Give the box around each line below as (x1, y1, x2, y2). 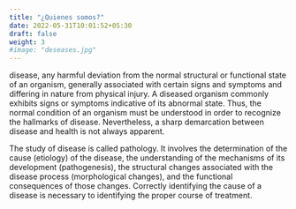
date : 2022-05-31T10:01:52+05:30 (9, 21, 133, 30)
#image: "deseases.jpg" (9, 46, 97, 55)
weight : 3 (9, 37, 46, 47)
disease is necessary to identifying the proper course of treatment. (9, 190, 254, 201)
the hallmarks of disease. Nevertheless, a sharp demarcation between (9, 116, 265, 128)
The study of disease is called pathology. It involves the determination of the (9, 143, 288, 154)
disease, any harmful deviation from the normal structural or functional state (9, 70, 287, 80)
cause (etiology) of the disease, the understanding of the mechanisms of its (9, 153, 285, 163)
